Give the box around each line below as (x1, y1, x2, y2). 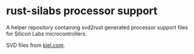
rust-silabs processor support (6, 4, 158, 18)
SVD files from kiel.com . (6, 42, 65, 49)
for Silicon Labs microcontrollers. (6, 30, 87, 37)
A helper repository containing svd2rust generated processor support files (6, 24, 188, 31)
